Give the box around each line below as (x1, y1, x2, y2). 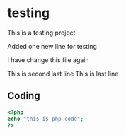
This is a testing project (7, 28, 76, 37)
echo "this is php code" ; (7, 115, 84, 122)
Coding (7, 90, 40, 102)
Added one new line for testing (7, 42, 98, 50)
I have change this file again (7, 55, 90, 64)
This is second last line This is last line (7, 69, 119, 78)
